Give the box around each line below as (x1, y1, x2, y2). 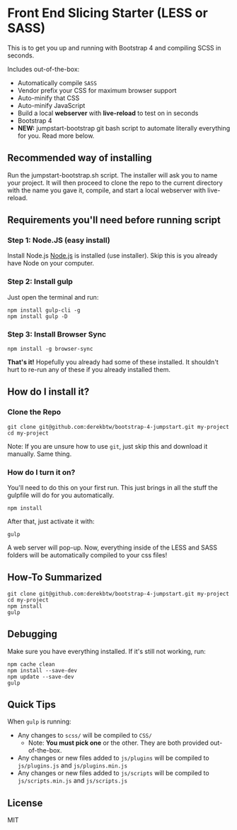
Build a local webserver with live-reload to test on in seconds (17, 109, 199, 117)
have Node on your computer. (7, 259, 94, 268)
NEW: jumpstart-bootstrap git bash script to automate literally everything (17, 124, 231, 132)
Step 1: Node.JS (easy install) (7, 236, 111, 246)
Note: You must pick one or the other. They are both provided (28, 738, 209, 747)
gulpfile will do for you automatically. (7, 491, 115, 500)
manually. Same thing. (7, 449, 72, 458)
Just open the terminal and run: (7, 293, 99, 301)
